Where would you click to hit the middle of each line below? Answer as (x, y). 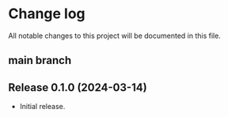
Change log (47, 14)
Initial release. (42, 107)
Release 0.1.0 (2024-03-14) (78, 87)
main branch (40, 60)
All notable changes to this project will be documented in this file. (115, 36)
